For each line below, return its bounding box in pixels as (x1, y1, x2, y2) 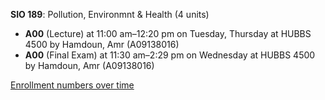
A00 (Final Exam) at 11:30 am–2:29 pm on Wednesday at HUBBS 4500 (24, 49, 316, 61)
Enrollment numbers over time (10, 79, 135, 91)
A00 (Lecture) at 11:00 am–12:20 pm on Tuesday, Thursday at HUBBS (24, 28, 312, 39)
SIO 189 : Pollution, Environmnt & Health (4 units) (10, 9, 210, 20)
